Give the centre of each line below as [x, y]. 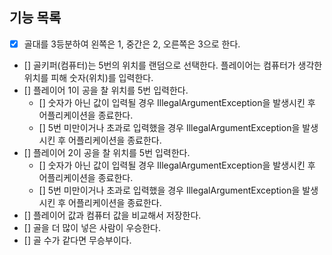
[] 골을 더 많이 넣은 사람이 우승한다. [92, 227]
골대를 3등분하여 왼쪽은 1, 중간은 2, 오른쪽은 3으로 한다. [132, 44]
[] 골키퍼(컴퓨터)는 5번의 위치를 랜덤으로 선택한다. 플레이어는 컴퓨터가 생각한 [173, 65]
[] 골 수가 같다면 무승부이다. [77, 240]
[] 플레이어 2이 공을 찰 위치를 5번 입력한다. [107, 152]
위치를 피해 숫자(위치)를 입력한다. [88, 77]
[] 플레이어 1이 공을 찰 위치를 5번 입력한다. [106, 90]
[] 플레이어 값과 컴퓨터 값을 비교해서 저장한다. [112, 215]
